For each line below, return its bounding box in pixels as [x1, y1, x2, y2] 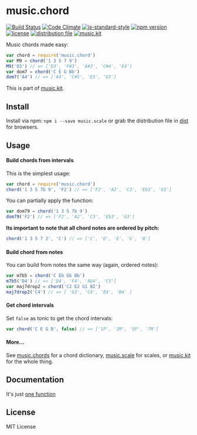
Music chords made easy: [6, 41, 69, 48]
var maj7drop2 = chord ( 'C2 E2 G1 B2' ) [6, 284, 101, 290]
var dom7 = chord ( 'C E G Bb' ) [6, 68, 80, 74]
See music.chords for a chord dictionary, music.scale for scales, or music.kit [6, 352, 191, 359]
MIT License [6, 423, 36, 430]
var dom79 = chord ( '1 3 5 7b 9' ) [6, 208, 88, 214]
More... [6, 338, 25, 346]
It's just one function [6, 391, 56, 398]
